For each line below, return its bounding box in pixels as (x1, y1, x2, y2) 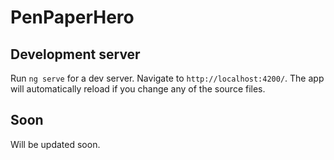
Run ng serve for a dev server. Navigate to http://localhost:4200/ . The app (10, 72, 325, 84)
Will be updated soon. (10, 138, 101, 150)
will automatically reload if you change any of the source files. (10, 83, 266, 95)
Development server (10, 46, 141, 63)
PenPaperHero (10, 6, 135, 29)
